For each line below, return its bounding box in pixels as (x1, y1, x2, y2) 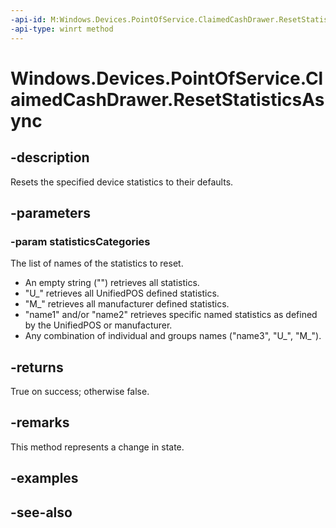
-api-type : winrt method (10, 24, 114, 34)
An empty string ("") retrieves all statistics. (24, 277, 200, 289)
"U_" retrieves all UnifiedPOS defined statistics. (24, 287, 220, 300)
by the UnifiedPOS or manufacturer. (24, 319, 173, 331)
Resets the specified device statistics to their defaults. (10, 176, 234, 188)
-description (10, 149, 90, 166)
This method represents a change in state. (10, 441, 185, 453)
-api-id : (10, 14, 47, 25)
